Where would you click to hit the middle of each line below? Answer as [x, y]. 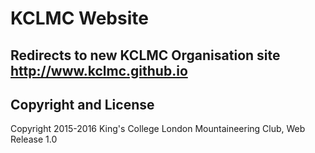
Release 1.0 [34, 139]
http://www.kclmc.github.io [99, 70]
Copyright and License [82, 104]
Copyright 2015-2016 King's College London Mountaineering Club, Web [158, 129]
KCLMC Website [79, 18]
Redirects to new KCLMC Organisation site [145, 55]
